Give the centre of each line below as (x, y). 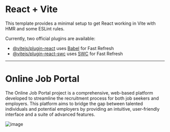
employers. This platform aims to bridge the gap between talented (74, 103)
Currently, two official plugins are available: (50, 38)
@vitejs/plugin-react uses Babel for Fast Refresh (63, 48)
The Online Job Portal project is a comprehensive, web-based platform (79, 93)
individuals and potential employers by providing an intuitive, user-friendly (82, 109)
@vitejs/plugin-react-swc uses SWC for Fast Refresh (68, 54)
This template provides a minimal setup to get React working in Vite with (80, 23)
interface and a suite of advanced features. (50, 114)
